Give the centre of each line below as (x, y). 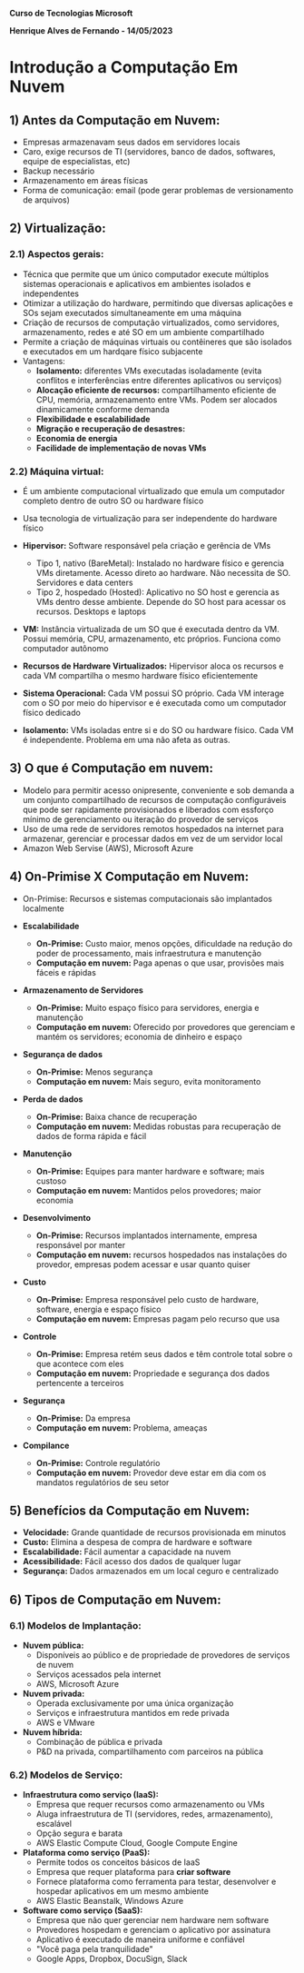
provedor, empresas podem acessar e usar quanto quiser (143, 1264)
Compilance (46, 1445)
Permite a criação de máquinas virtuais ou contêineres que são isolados (157, 342)
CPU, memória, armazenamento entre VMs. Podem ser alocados (157, 400)
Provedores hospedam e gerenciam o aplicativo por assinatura (153, 1930)
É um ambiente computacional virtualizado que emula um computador (154, 491)
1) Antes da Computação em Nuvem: (115, 120)
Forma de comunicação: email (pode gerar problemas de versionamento (158, 190)
